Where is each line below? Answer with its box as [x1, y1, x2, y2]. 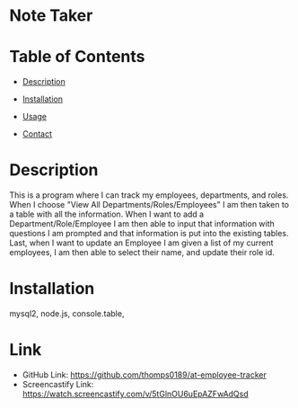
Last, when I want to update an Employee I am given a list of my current [9, 237, 274, 248]
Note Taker [9, 5, 93, 26]
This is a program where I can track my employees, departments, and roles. [9, 190, 289, 200]
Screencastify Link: [22, 378, 94, 389]
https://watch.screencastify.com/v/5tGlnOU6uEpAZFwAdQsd [22, 388, 249, 399]
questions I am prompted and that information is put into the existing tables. [9, 228, 289, 239]
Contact [22, 129, 52, 139]
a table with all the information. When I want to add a [9, 208, 205, 220]
